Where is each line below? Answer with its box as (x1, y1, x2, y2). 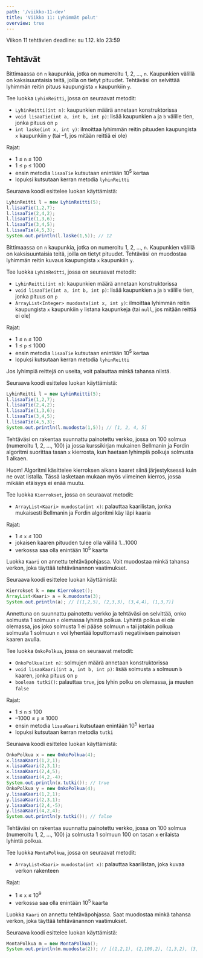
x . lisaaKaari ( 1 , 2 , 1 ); (6, 757, 61, 764)
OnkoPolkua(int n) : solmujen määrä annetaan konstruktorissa (14, 659, 169, 666)
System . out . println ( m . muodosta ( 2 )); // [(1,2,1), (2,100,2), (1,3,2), (6, 946, 188, 952)
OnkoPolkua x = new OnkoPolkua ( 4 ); (6, 751, 96, 758)
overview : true (6, 20, 45, 26)
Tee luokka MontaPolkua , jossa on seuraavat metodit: (6, 849, 137, 857)
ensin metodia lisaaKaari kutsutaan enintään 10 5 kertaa (14, 721, 155, 729)
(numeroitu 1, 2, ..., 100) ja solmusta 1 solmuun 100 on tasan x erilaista (6, 831, 179, 838)
